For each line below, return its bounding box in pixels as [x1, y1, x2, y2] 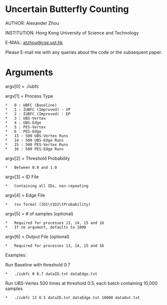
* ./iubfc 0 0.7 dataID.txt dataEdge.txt [5, 271, 98, 276]
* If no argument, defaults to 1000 [5, 224, 86, 230]
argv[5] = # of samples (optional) [5, 210, 74, 216]
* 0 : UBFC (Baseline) [5, 103, 57, 108]
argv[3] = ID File [5, 174, 39, 180]
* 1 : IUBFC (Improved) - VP [5, 107, 71, 112]
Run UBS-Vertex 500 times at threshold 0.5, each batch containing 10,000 [5, 280, 158, 286]
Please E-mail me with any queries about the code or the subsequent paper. [5, 49, 162, 55]
